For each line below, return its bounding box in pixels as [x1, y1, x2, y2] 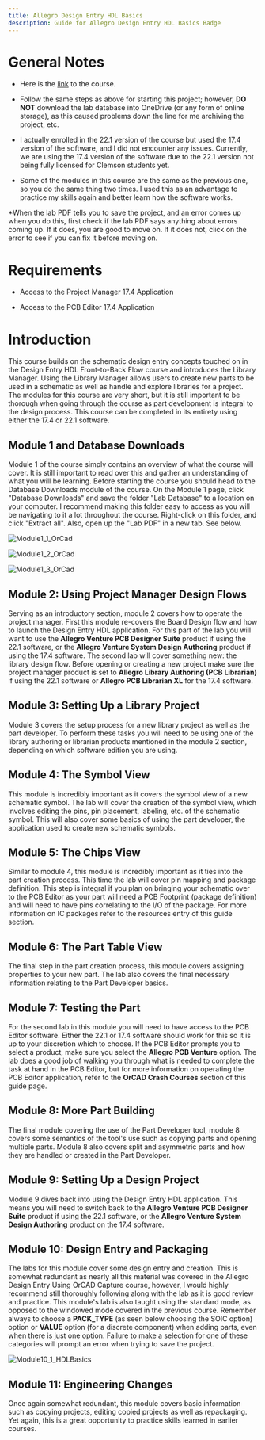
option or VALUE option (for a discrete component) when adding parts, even [8, 1323, 257, 1332]
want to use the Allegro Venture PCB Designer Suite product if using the [8, 633, 247, 643]
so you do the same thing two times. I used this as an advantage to [19, 184, 238, 194]
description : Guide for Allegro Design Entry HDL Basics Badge [8, 19, 221, 27]
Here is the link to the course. [19, 79, 116, 89]
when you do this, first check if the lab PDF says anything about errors [8, 216, 238, 226]
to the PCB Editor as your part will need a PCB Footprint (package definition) [8, 892, 257, 902]
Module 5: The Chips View [8, 846, 141, 859]
